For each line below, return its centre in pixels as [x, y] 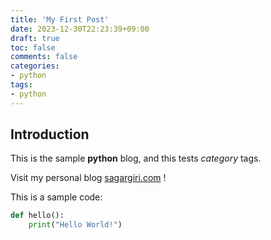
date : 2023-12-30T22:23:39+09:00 [80, 29]
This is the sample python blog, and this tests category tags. [136, 158]
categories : [35, 66]
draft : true [35, 38]
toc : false [33, 47]
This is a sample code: [56, 197]
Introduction [50, 134]
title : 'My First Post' [60, 19]
